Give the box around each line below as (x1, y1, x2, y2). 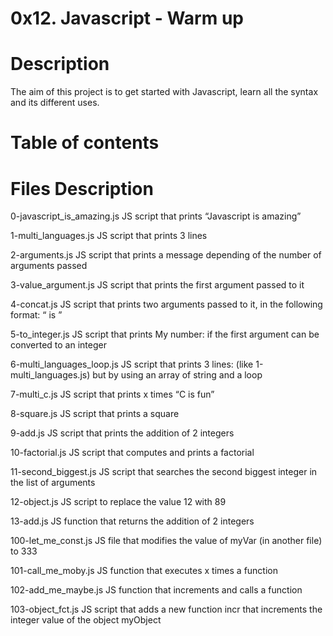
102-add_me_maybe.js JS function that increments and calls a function (10, 584, 303, 596)
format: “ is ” (10, 309, 63, 321)
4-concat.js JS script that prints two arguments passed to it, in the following (10, 298, 323, 311)
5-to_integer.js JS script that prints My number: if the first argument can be (10, 328, 320, 341)
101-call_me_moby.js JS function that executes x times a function (10, 565, 279, 577)
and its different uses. (10, 97, 100, 109)
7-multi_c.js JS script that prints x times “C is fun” (10, 388, 215, 401)
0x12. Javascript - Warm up (10, 7, 244, 30)
